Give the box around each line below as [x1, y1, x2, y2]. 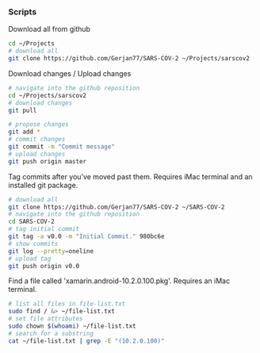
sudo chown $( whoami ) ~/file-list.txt [8, 322, 136, 331]
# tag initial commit [8, 225, 80, 233]
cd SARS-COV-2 [8, 217, 55, 226]
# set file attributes [8, 315, 83, 323]
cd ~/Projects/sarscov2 [8, 91, 87, 99]
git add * [8, 128, 41, 136]
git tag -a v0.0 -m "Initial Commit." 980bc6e [8, 232, 165, 240]
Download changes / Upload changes [8, 68, 132, 78]
